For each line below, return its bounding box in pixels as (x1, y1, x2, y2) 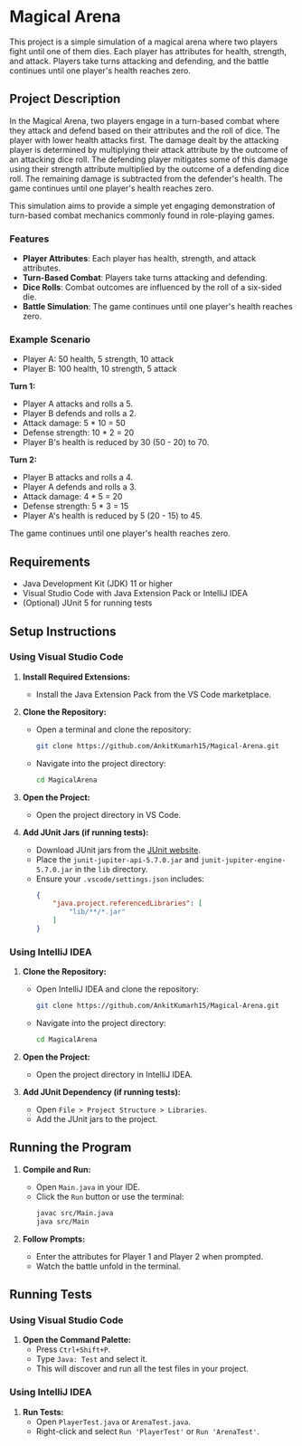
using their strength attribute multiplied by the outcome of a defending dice (9, 163, 289, 174)
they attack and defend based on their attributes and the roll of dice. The (9, 125, 280, 136)
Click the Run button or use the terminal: (35, 1191, 184, 1202)
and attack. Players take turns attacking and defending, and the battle (9, 55, 269, 66)
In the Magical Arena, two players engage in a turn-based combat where (9, 115, 280, 126)
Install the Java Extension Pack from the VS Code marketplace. (35, 689, 271, 699)
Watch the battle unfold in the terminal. (35, 1260, 181, 1271)
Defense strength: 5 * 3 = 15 (22, 500, 129, 512)
